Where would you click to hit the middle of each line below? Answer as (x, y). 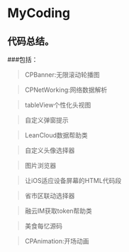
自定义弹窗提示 (46, 120)
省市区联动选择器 (50, 196)
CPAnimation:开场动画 (57, 241)
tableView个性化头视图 (58, 105)
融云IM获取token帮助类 (58, 211)
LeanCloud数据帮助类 (56, 135)
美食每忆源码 (43, 226)
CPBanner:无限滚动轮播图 (62, 75)
